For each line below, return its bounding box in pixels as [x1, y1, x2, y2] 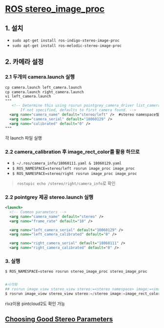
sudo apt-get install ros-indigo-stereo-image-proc [12, 38, 120, 43]
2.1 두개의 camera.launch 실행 [5, 74, 75, 80]
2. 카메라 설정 [5, 58, 44, 66]
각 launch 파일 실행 [5, 135, 42, 141]
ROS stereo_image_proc [5, 3, 105, 15]
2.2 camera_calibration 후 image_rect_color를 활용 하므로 [5, 149, 140, 155]
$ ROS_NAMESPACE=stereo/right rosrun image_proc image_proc [12, 171, 137, 176]
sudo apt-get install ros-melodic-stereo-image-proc [12, 43, 122, 48]
